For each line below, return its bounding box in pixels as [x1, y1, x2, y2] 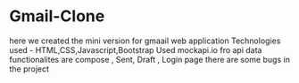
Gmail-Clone [9, 6, 105, 26]
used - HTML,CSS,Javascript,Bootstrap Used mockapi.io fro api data [9, 44, 262, 55]
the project [9, 64, 50, 74]
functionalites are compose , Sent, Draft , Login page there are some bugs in [9, 54, 290, 64]
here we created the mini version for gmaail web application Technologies [9, 35, 281, 46]
